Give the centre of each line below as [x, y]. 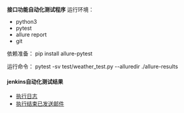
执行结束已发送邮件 [40, 104]
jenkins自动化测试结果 [35, 81]
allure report [31, 35]
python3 [26, 22]
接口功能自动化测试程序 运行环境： [50, 9]
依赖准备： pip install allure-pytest [50, 53]
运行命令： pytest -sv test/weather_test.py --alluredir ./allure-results [93, 67]
